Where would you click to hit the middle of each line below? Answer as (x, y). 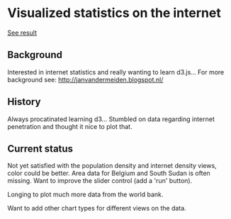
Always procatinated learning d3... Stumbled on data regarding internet (111, 119)
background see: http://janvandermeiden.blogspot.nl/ (85, 79)
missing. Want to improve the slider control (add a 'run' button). (100, 181)
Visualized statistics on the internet (114, 13)
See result (22, 33)
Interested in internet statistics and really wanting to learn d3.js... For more (116, 72)
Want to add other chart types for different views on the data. (97, 208)
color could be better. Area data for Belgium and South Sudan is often (109, 173)
